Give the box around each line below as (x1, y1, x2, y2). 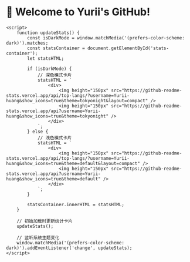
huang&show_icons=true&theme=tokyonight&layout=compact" (6, 98, 148, 103)
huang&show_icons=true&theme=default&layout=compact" (6, 160, 141, 166)
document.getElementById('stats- (87, 45, 169, 51)
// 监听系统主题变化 (16, 234, 60, 240)
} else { (27, 129, 49, 135)
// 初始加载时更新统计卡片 (16, 218, 73, 224)
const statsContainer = (27, 45, 85, 51)
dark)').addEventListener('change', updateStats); (6, 245, 133, 251)
